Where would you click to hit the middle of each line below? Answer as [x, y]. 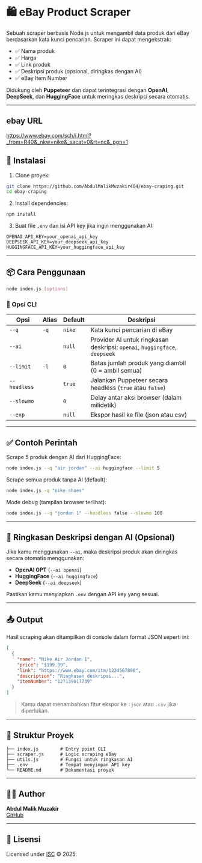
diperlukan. [35, 711]
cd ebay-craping [26, 192]
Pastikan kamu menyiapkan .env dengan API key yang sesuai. [83, 594]
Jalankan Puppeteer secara [129, 380]
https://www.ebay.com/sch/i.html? [49, 135]
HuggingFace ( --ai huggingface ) [56, 576]
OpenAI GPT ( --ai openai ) [48, 570]
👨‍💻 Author [26, 794]
